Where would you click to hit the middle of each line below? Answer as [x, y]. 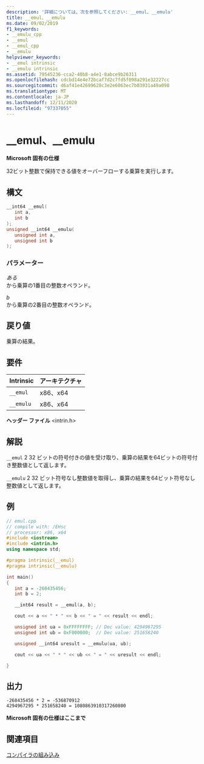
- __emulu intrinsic [32, 69]
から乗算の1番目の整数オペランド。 [50, 285]
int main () [20, 577]
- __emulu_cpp [24, 35]
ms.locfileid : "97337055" [39, 108]
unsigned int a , [35, 235]
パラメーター [25, 263]
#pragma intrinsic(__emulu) [42, 566]
